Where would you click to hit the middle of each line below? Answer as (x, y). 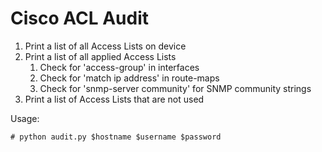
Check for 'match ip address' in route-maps (129, 78)
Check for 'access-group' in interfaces (119, 67)
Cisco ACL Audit (79, 18)
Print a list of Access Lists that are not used (114, 99)
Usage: (25, 118)
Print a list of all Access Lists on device (105, 46)
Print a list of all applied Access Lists (100, 56)
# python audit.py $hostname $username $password (116, 137)
